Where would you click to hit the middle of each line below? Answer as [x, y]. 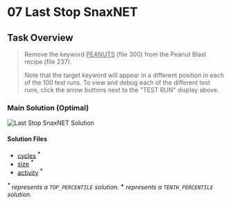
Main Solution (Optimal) [48, 108]
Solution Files [27, 139]
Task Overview [40, 38]
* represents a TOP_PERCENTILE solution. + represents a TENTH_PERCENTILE [110, 187]
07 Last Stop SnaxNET [72, 12]
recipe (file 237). [48, 62]
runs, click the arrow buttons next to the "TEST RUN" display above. [121, 90]
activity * [30, 172]
